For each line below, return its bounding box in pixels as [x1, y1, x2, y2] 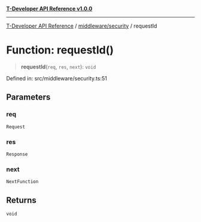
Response [6, 151, 28, 157]
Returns [6, 195, 37, 205]
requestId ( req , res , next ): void [20, 63, 96, 70]
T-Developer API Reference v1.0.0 [6, 5, 93, 12]
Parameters [6, 92, 51, 103]
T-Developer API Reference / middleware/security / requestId [6, 22, 157, 29]
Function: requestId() [6, 43, 114, 57]
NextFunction [6, 179, 39, 185]
